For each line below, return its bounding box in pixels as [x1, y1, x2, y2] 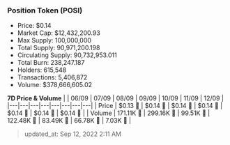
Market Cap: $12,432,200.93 [17, 29, 101, 37]
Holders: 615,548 [17, 66, 67, 75]
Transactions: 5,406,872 [17, 73, 88, 82]
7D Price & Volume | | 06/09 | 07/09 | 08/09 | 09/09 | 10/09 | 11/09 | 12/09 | [7, 94, 224, 102]
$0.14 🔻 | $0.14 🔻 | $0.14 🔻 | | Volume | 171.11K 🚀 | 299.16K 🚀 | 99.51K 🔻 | [7, 109, 210, 117]
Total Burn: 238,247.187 [17, 59, 85, 67]
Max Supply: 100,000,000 [17, 36, 92, 45]
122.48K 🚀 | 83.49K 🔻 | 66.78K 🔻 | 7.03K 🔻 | [7, 116, 132, 125]
